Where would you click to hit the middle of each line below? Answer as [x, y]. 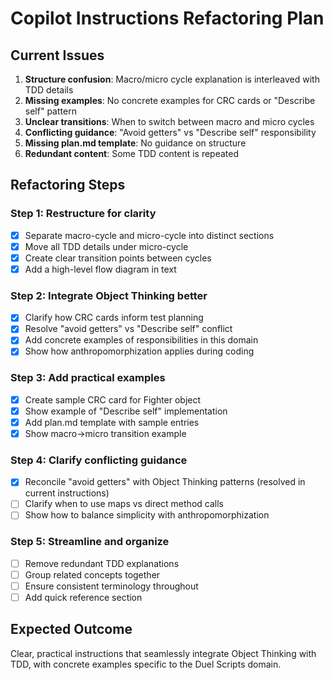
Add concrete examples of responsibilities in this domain [141, 340]
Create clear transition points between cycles [118, 258]
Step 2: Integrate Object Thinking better [109, 295]
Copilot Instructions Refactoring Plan [167, 18]
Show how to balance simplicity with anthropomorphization [147, 515]
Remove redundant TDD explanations [102, 563]
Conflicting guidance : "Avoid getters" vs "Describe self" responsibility [170, 132]
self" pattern [50, 111]
